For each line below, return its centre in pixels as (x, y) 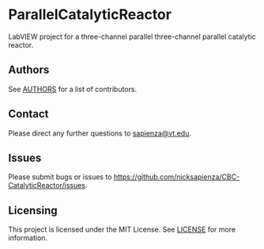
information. (28, 238)
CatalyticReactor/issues (47, 186)
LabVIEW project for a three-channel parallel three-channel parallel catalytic (132, 36)
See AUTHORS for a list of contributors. (72, 89)
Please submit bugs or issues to (60, 177)
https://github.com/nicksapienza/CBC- (177, 177)
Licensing (33, 211)
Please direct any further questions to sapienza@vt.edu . (100, 133)
